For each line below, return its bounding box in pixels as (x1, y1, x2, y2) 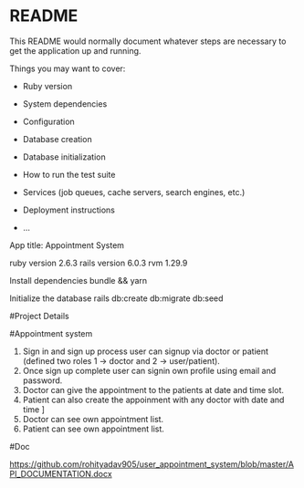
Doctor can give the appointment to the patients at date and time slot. (22, 384, 285, 395)
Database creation (22, 133, 93, 144)
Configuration (22, 116, 75, 127)
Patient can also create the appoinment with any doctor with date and (22, 394, 285, 405)
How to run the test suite (22, 169, 116, 180)
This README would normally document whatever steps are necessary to (9, 36, 287, 47)
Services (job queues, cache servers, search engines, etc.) (22, 186, 246, 197)
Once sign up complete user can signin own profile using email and (22, 365, 277, 376)
